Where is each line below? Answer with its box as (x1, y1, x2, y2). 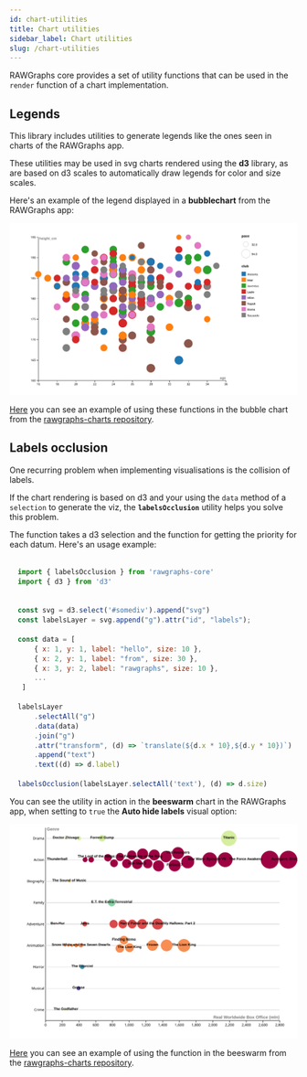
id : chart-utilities (9, 15, 89, 24)
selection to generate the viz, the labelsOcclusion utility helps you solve (9, 501, 283, 512)
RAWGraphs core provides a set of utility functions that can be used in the (9, 69, 289, 81)
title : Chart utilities (9, 24, 101, 34)
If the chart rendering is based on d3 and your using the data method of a (9, 492, 286, 503)
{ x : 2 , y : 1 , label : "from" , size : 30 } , (33, 654, 198, 663)
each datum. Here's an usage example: (9, 538, 157, 549)
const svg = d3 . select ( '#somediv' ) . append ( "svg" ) (17, 606, 210, 615)
